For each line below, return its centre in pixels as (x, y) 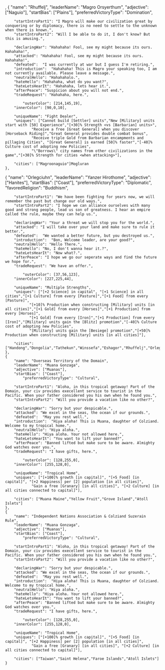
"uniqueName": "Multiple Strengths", (53, 288)
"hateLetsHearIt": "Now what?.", (48, 253)
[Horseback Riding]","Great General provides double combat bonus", (77, 134)
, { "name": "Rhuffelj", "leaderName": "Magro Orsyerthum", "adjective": (77, 7)
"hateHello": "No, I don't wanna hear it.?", (61, 249)
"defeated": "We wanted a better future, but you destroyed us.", (84, 236)
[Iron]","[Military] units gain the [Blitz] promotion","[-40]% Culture (81, 322)
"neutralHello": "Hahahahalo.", (47, 77)
